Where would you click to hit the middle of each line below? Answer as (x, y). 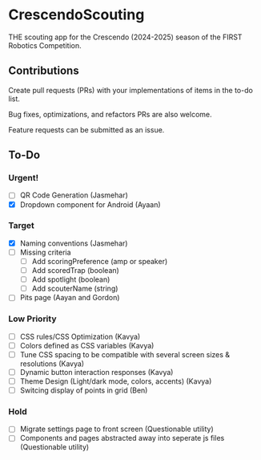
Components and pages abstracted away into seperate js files (122, 438)
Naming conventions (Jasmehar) (74, 243)
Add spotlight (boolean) (71, 279)
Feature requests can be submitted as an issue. (86, 129)
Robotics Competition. (45, 45)
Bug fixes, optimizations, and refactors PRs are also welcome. (110, 114)
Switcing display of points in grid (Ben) (84, 390)
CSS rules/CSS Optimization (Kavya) (80, 336)
